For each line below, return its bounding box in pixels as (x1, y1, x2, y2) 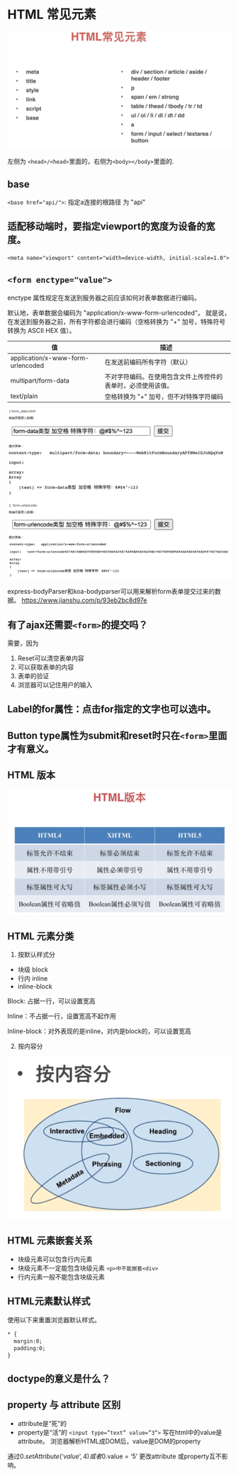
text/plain (10, 392, 38, 400)
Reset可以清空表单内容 (17, 654, 84, 663)
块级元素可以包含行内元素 (17, 1255, 93, 1263)
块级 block (17, 965, 48, 974)
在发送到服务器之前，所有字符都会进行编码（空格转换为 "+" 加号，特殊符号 (7, 317, 226, 326)
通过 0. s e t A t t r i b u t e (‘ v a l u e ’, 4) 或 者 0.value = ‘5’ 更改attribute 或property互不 (7, 1452, 222, 1460)
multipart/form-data (10, 376, 69, 385)
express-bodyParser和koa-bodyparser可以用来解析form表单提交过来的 (7, 587, 215, 596)
